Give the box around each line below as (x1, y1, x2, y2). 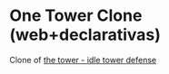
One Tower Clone (9, 5, 143, 26)
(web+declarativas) (9, 24, 162, 45)
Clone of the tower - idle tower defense (9, 54, 157, 65)
